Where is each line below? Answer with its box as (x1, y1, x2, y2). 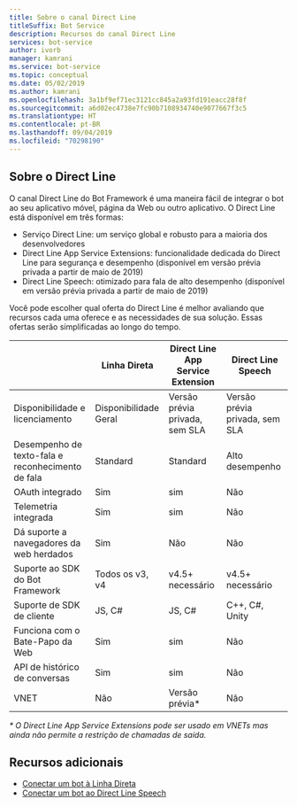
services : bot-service (9, 37, 93, 47)
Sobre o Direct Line (9, 169, 117, 184)
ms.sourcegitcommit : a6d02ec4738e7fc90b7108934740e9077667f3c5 (9, 104, 247, 113)
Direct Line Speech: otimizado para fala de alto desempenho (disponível (21, 275, 286, 286)
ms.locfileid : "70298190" (9, 136, 104, 145)
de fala (13, 471, 42, 484)
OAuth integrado (13, 485, 82, 498)
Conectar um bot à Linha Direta (21, 779, 137, 789)
